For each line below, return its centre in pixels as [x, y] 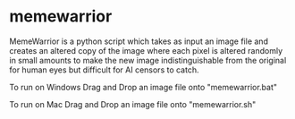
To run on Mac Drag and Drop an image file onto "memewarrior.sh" [133, 104]
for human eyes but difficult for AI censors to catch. [104, 70]
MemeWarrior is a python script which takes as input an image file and [139, 41]
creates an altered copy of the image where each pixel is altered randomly [146, 50]
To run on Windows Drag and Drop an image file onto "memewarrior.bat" [143, 87]
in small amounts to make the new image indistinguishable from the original [148, 60]
